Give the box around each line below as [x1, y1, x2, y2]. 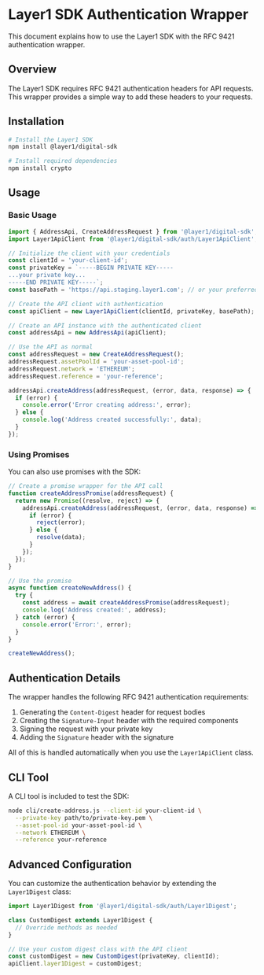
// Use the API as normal [8, 343, 93, 351]
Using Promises [8, 449, 70, 460]
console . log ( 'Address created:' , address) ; [22, 606, 167, 615]
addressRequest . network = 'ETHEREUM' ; [8, 364, 135, 373]
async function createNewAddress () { [8, 584, 132, 592]
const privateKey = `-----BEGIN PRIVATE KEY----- [8, 264, 174, 272]
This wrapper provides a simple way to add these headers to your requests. [8, 92, 253, 102]
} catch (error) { [15, 613, 76, 621]
